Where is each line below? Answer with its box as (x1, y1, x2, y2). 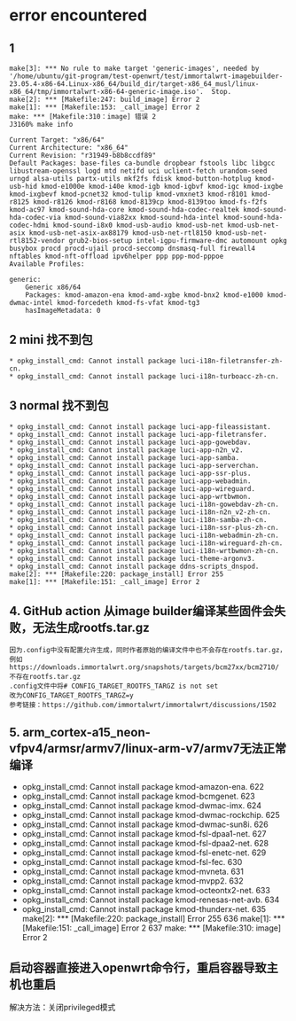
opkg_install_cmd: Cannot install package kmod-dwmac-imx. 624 (21, 800, 261, 811)
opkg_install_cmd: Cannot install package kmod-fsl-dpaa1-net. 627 (21, 829, 267, 839)
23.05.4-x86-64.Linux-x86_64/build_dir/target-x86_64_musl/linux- (9, 80, 260, 89)
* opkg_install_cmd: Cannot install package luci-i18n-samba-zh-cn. (9, 515, 268, 524)
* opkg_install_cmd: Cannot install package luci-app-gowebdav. (9, 438, 252, 447)
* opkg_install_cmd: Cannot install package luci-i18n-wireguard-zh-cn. (9, 538, 284, 548)
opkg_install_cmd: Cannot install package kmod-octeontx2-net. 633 (21, 885, 270, 896)
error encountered (9, 5, 148, 26)
